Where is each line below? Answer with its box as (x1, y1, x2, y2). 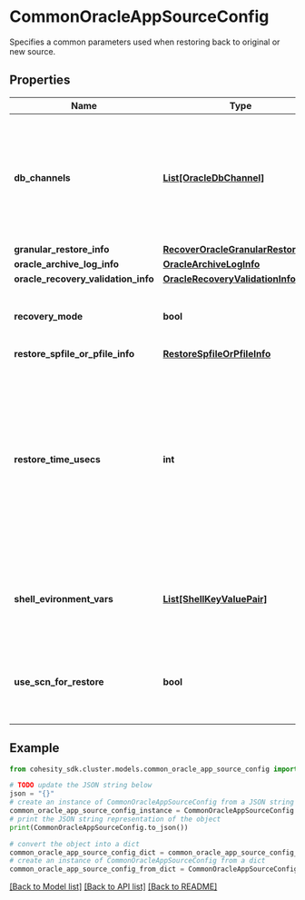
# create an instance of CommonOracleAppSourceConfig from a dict (9, 856, 266, 865)
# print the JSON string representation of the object (9, 815, 221, 824)
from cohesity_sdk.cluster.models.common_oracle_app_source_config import (9, 765, 299, 774)
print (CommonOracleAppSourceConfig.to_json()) (9, 823, 189, 832)
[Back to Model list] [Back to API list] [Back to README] (9, 881, 218, 892)
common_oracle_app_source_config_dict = (9, 847, 165, 857)
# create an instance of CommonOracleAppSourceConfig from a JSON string (9, 797, 295, 807)
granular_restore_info (14, 242, 110, 255)
